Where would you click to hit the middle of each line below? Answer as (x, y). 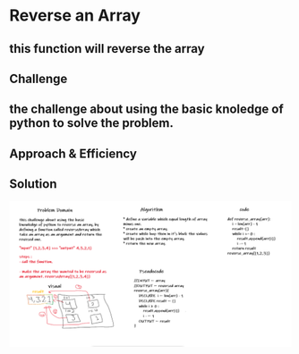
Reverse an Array (75, 16)
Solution (33, 184)
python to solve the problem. (92, 123)
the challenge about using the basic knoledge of (146, 110)
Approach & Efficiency (73, 153)
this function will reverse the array (107, 49)
